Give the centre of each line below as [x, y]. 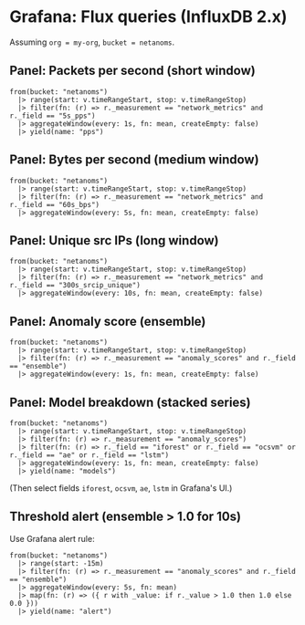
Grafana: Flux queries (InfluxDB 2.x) [148, 17]
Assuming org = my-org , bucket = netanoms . [92, 42]
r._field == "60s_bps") [55, 204]
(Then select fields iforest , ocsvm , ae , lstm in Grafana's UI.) [121, 488]
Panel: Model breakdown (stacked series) [130, 402]
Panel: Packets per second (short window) [132, 71]
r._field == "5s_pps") [53, 116]
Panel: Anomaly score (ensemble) [108, 321]
